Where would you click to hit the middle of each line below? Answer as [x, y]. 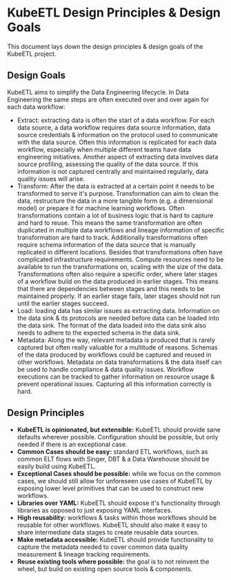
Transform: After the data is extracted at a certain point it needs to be [116, 186]
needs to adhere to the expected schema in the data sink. [99, 332]
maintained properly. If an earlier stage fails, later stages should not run [119, 296]
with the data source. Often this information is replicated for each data [117, 142]
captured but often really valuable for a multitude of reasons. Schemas [118, 347]
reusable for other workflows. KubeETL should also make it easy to [112, 525]
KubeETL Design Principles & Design [114, 13]
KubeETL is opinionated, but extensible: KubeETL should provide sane [119, 430]
